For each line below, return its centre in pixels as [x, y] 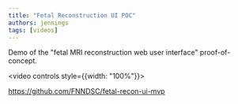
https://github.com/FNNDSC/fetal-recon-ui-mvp [87, 91]
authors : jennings [38, 23]
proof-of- [215, 53]
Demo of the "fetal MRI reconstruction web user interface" [103, 53]
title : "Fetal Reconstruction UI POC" [72, 15]
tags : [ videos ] [33, 30]
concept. [23, 61]
